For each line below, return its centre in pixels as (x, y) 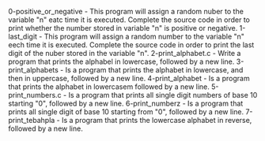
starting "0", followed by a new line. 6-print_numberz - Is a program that (126, 103)
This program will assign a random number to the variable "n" (144, 36)
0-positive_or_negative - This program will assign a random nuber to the (126, 11)
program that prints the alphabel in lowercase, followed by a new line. (121, 61)
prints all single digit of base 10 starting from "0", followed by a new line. (126, 112)
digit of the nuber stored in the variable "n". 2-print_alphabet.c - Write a (125, 53)
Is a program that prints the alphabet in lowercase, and (154, 70)
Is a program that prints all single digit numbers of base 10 (163, 95)
